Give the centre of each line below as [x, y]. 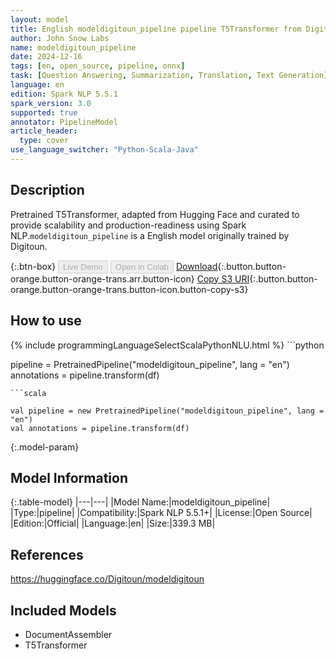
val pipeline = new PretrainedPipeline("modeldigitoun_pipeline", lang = [167, 411]
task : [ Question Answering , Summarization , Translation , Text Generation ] [169, 76]
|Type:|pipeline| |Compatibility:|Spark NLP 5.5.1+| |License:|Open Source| [161, 513]
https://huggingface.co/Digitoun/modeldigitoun [107, 579]
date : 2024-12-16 [46, 57]
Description [47, 190]
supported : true [44, 112]
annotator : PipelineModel [64, 122]
